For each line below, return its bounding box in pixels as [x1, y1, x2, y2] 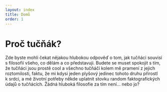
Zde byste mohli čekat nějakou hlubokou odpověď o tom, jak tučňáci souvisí [5, 54, 162, 60]
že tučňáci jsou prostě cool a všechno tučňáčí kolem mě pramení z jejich [5, 65, 155, 71]
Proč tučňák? [5, 38, 62, 49]
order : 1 [5, 16, 24, 21]
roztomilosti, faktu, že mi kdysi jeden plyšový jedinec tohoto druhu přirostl [5, 70, 158, 76]
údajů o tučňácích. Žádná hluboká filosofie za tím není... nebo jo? [5, 81, 139, 87]
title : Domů [5, 12, 30, 17]
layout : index [5, 7, 35, 12]
